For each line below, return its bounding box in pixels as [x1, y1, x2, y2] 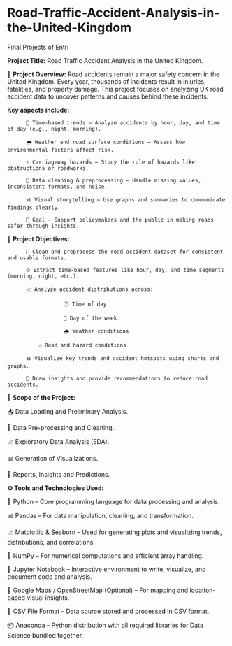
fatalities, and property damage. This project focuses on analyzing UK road [7, 85, 224, 93]
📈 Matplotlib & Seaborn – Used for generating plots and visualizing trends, [7, 528, 222, 536]
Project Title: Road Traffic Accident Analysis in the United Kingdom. [7, 56, 203, 64]
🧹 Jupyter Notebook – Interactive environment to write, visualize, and [7, 565, 206, 573]
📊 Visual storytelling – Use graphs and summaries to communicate [25, 196, 226, 203]
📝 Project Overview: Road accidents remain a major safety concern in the [7, 70, 220, 78]
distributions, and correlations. [7, 538, 96, 546]
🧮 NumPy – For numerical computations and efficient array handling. [7, 551, 204, 560]
